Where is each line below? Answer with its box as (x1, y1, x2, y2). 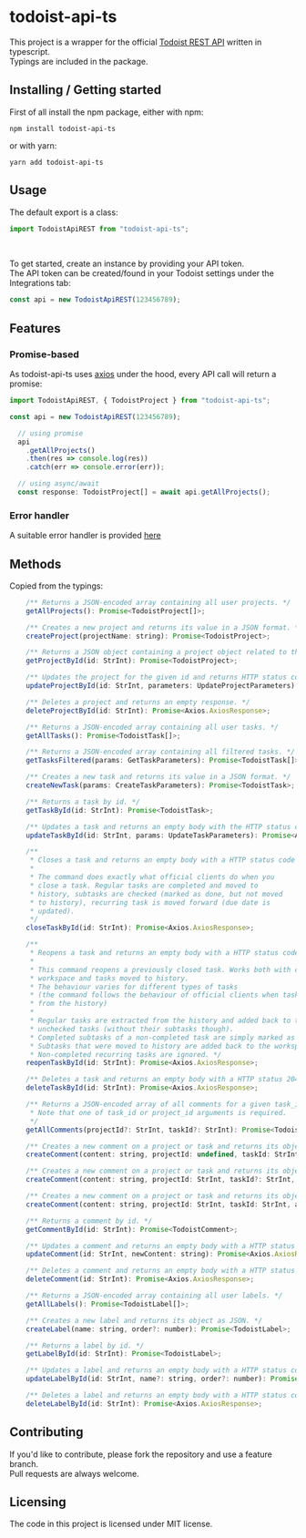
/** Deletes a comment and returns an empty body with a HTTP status (25, 1266, 296, 1276)
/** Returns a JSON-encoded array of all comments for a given (25, 1100, 271, 1109)
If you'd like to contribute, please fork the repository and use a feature (9, 1449, 273, 1460)
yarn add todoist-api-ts (9, 158, 104, 167)
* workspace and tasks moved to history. (29, 973, 189, 983)
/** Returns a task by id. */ (25, 797, 141, 806)
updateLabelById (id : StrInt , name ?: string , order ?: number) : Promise (25, 1374, 300, 1384)
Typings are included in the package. (9, 56, 148, 67)
